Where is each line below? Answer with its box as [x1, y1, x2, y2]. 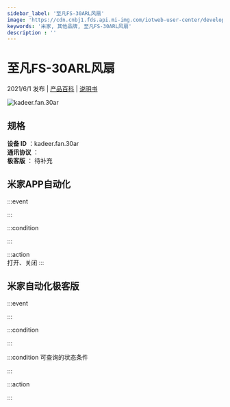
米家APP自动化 [7, 179, 71, 190]
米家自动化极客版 [7, 280, 79, 292]
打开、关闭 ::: [7, 258, 44, 267]
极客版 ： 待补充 [7, 157, 53, 164]
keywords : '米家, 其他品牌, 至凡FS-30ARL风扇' [7, 23, 132, 29]
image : [7, 16, 26, 23]
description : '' [7, 29, 57, 36]
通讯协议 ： [7, 148, 39, 156]
